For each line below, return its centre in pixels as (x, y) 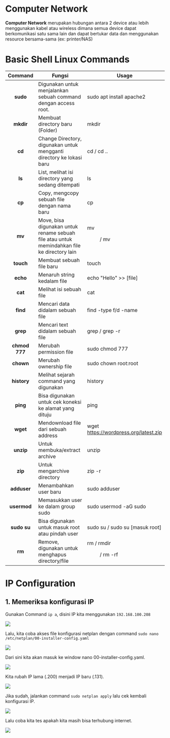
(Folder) (48, 130)
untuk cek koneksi (60, 402)
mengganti (51, 151)
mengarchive (54, 471)
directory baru (55, 124)
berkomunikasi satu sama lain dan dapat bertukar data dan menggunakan (82, 33)
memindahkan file (59, 245)
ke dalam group (57, 506)
